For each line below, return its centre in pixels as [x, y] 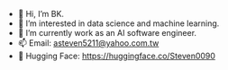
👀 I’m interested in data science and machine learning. [119, 23]
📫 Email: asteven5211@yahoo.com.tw [88, 43]
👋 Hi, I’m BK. [41, 14]
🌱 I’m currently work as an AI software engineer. [107, 33]
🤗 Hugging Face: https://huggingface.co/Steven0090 [117, 56]
